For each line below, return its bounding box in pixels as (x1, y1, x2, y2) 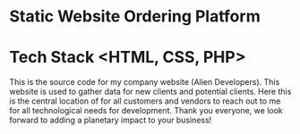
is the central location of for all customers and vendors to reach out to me (9, 96, 281, 106)
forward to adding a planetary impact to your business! (9, 114, 212, 126)
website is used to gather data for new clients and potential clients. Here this (9, 87, 292, 97)
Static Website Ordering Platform (9, 6, 261, 27)
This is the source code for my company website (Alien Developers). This (9, 77, 280, 88)
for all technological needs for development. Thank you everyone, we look (9, 105, 284, 116)
